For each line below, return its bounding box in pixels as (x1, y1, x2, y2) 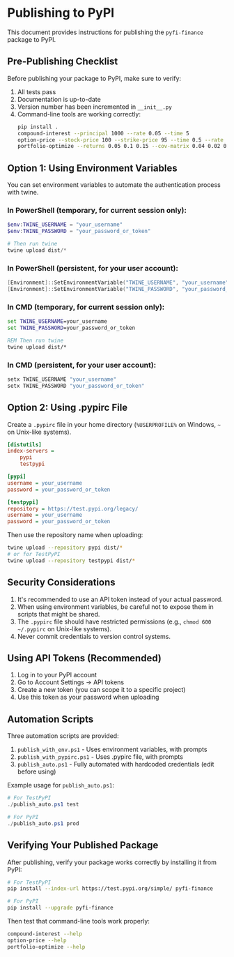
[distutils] (7, 441, 42, 448)
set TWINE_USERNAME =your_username (7, 318, 108, 325)
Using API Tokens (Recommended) (7, 652, 162, 664)
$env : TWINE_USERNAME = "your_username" (7, 221, 123, 228)
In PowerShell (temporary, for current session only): (7, 205, 187, 215)
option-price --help (7, 937, 68, 944)
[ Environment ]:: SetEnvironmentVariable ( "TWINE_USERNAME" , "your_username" (7, 279, 229, 287)
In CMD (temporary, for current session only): (7, 302, 165, 312)
